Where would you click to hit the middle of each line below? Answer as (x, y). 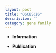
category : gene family (28, 23)
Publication (24, 46)
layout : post (18, 9)
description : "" (21, 18)
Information (24, 37)
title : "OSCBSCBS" (24, 14)
